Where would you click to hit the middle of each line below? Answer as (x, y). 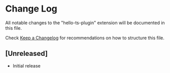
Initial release (26, 65)
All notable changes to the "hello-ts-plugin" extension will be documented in (85, 23)
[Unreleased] (27, 54)
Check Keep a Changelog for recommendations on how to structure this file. (85, 38)
